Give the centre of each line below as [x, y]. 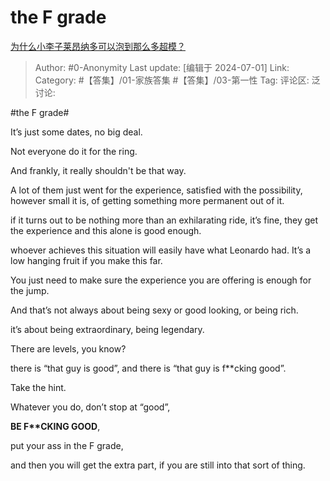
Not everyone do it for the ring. [74, 151]
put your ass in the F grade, [67, 445]
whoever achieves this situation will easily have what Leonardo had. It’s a [161, 250]
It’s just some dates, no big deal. [76, 132]
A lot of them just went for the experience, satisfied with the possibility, [156, 190]
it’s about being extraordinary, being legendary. [107, 329]
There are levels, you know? [68, 348]
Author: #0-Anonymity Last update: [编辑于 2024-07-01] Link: [162, 67]
